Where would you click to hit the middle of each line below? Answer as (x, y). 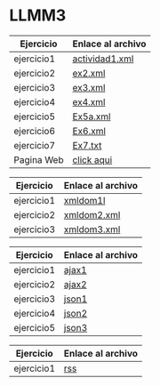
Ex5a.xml (92, 117)
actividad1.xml (103, 59)
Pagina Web (39, 159)
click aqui (92, 159)
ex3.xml (89, 87)
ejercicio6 (35, 131)
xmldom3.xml (92, 229)
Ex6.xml (89, 131)
